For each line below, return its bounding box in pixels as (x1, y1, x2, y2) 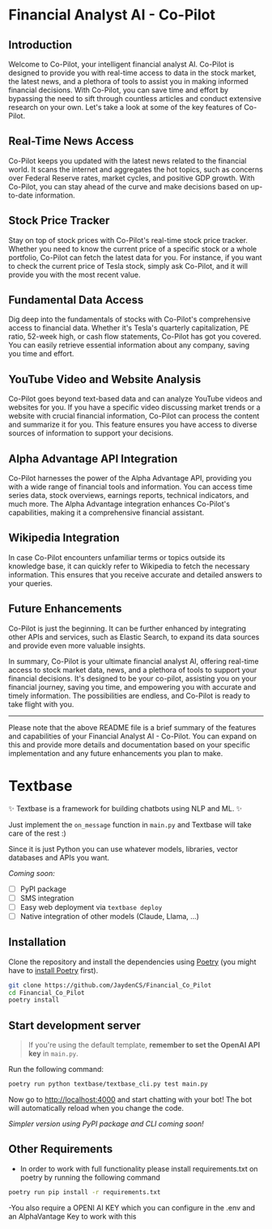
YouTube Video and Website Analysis (8, 372, 202, 386)
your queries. (8, 578, 53, 588)
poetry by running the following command (19, 1172, 160, 1182)
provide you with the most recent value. (8, 270, 141, 279)
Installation (8, 935, 66, 949)
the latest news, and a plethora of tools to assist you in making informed (8, 77, 249, 86)
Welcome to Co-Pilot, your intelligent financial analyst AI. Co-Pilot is (8, 59, 235, 69)
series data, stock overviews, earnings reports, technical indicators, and (8, 491, 249, 500)
